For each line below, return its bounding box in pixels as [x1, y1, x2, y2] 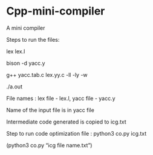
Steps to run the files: [6, 36, 60, 43]
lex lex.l [6, 47, 25, 55]
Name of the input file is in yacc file [6, 106, 95, 113]
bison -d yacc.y [6, 59, 45, 67]
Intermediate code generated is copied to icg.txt [6, 118, 127, 125]
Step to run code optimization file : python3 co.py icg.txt [6, 130, 147, 137]
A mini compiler [6, 24, 45, 31]
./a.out [6, 83, 23, 90]
